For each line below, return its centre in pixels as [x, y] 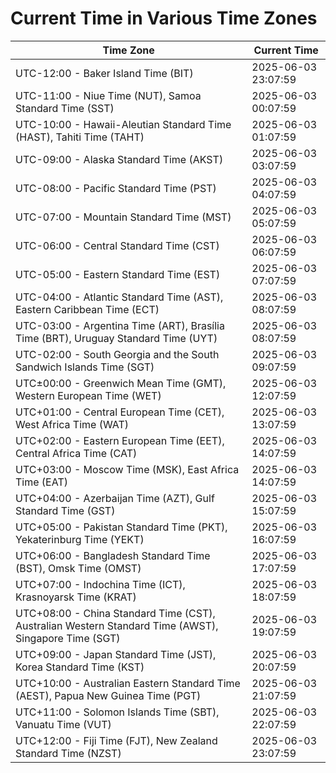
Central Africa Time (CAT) [76, 453]
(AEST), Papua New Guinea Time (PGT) [108, 695]
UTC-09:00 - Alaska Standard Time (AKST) [119, 159]
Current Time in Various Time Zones [164, 18]
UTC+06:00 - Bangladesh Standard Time [113, 555]
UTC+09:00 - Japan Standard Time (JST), [116, 654]
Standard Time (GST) [65, 510]
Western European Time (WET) [88, 395]
